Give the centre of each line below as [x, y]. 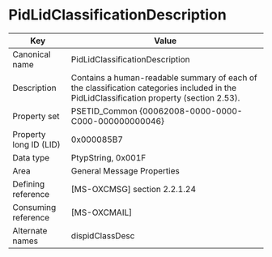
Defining [29, 184]
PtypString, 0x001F [108, 157]
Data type [31, 157]
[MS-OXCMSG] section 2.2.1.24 [134, 189]
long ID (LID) [36, 144]
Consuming [34, 207]
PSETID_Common [104, 111]
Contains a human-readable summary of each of [164, 77]
